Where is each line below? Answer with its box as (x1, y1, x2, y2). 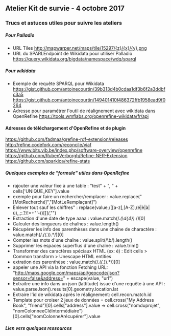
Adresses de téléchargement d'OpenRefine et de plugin (5, 125, 126, 131)
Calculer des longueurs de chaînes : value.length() (12, 221, 119, 227)
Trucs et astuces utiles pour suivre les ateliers (5, 19, 123, 27)
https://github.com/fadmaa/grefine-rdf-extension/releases (5, 136, 129, 142)
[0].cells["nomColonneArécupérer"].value (12, 313, 101, 320)
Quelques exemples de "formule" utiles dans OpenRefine (5, 170, 130, 176)
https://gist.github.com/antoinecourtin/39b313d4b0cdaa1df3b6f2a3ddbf (12, 86, 166, 92)
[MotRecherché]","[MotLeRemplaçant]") (12, 199, 97, 205)
